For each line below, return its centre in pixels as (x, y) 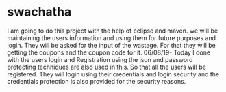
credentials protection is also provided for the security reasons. (97, 81)
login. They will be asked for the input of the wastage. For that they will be (111, 45)
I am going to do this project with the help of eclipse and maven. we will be (112, 31)
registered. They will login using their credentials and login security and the (113, 74)
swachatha (39, 12)
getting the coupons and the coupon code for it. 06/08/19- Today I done (109, 52)
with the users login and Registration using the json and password (100, 59)
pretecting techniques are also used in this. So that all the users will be (107, 67)
